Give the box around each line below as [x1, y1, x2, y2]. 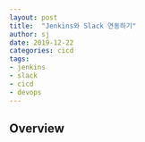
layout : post [9, 13, 58, 22]
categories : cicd [9, 46, 74, 55]
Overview [9, 121, 65, 136]
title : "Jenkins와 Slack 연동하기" [9, 21, 137, 30]
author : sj [9, 29, 50, 38]
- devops [9, 88, 42, 96]
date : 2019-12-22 [9, 38, 74, 47]
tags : [9, 54, 30, 63]
